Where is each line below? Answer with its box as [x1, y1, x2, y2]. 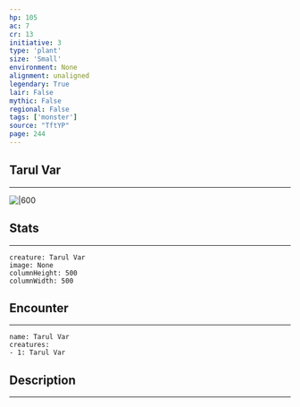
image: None [9, 260, 54, 269]
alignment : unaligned [9, 72, 90, 81]
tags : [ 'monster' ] [9, 113, 78, 122]
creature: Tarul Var [9, 252, 87, 262]
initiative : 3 [9, 38, 62, 47]
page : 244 [9, 130, 46, 139]
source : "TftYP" [9, 122, 70, 131]
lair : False [9, 88, 54, 97]
